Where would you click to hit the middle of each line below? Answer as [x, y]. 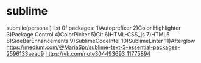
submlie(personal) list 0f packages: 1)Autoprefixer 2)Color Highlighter [93, 28]
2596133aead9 [25, 53]
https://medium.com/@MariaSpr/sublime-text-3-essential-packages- [93, 47]
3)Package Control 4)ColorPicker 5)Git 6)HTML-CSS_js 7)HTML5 [88, 34]
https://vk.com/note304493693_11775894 [98, 53]
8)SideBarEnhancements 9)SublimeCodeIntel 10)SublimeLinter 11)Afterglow [101, 41]
